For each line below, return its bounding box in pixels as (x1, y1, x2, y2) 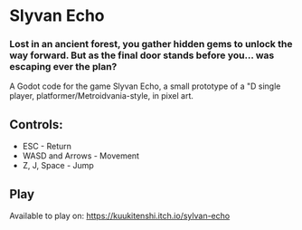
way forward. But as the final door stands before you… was (9, 49, 275, 62)
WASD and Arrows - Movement (22, 150, 140, 161)
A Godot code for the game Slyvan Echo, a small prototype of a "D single (9, 81, 281, 91)
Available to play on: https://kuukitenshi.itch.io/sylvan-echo (9, 210, 231, 222)
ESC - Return (22, 141, 72, 152)
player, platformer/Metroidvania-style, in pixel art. (9, 91, 194, 101)
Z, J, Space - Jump (22, 160, 95, 171)
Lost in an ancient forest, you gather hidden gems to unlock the (9, 38, 293, 51)
